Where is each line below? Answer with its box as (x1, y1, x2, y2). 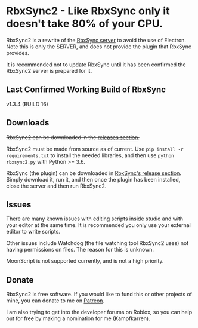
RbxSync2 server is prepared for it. (6, 67, 92, 74)
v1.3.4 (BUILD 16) (6, 100, 49, 108)
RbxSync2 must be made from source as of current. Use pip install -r (6, 145, 184, 152)
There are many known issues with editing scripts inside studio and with (6, 215, 184, 222)
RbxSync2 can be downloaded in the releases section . (6, 133, 140, 141)
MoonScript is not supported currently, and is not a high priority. (6, 258, 164, 265)
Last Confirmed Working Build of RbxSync (6, 85, 166, 95)
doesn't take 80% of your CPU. (6, 17, 163, 30)
